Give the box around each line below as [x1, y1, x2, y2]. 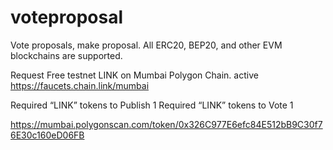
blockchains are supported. [10, 49, 123, 61]
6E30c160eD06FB [10, 129, 85, 141]
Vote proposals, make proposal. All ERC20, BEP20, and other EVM [10, 39, 283, 51]
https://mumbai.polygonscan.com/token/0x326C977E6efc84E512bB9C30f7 [10, 118, 323, 130]
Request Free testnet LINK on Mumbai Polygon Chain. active [10, 69, 259, 81]
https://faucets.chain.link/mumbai [10, 79, 150, 91]
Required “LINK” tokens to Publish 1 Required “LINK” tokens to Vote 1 [10, 99, 294, 111]
